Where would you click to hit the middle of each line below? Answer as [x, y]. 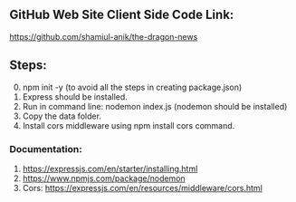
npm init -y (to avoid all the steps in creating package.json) [132, 87]
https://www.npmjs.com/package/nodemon [104, 178]
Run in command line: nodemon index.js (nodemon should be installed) [155, 106]
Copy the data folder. [62, 116]
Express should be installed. [75, 96]
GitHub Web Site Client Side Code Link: [122, 15]
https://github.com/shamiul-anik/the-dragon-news [104, 36]
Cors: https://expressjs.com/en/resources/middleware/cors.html [142, 188]
